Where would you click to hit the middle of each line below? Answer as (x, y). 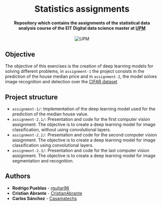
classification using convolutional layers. (53, 145)
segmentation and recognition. (43, 161)
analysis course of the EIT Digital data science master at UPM (82, 28)
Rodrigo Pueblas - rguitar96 (41, 188)
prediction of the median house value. (50, 114)
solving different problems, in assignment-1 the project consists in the (75, 71)
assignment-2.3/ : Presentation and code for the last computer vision (81, 151)
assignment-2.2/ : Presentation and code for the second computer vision (84, 135)
